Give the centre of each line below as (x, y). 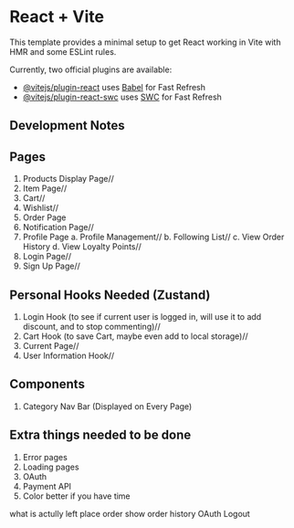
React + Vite (57, 17)
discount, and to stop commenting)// (92, 326)
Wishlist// (41, 208)
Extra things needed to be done (100, 435)
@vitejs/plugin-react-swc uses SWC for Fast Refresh (122, 97)
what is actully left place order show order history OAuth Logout (130, 513)
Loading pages (51, 467)
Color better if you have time (76, 496)
